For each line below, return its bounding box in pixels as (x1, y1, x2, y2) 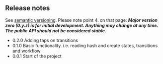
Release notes (5, 4, 50, 12)
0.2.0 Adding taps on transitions (12, 37, 79, 43)
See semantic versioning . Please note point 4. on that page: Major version (5, 17, 158, 23)
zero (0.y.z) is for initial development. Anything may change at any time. (5, 22, 159, 28)
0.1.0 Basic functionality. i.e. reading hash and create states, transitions (12, 42, 158, 49)
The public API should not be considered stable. (5, 27, 107, 34)
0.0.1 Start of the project (12, 53, 62, 59)
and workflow (12, 48, 41, 54)
